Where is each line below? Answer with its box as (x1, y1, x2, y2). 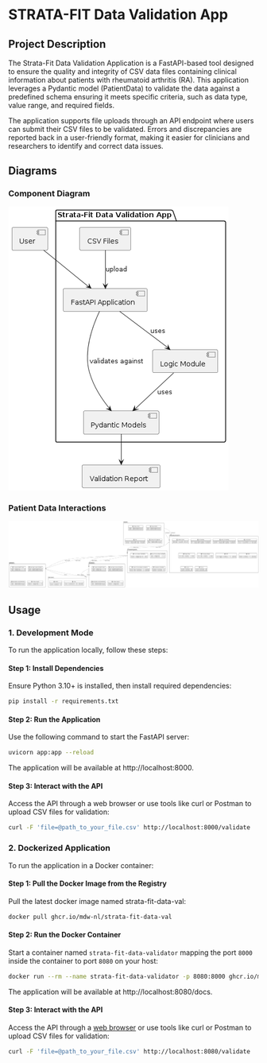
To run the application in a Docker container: (8, 860, 154, 870)
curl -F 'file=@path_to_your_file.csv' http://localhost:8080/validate (8, 1047, 250, 1055)
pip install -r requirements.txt (8, 697, 119, 705)
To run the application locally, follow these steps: (8, 646, 168, 655)
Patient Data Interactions (8, 502, 106, 514)
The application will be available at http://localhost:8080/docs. (8, 987, 213, 996)
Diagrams (8, 165, 57, 178)
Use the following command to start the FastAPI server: (8, 732, 189, 742)
